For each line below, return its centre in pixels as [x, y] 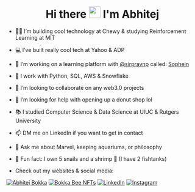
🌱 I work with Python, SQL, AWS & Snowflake [72, 76]
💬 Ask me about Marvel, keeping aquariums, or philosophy [89, 147]
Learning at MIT [35, 37]
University [28, 120]
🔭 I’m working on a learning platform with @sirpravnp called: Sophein [102, 64]
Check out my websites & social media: [64, 171]
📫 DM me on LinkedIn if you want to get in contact [79, 133]
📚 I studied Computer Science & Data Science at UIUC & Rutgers [97, 112]
